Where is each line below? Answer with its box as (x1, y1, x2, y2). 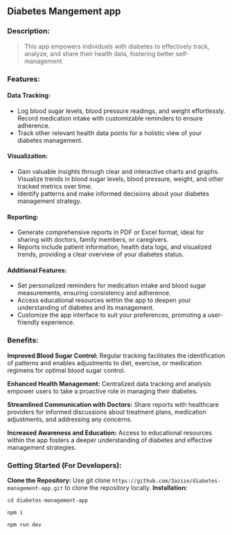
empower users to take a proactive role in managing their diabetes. (7, 387, 199, 395)
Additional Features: (7, 266, 67, 274)
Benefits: (7, 335, 39, 345)
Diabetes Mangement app (7, 6, 121, 17)
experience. (41, 318, 75, 326)
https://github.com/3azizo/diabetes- (111, 477, 221, 484)
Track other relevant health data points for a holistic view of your (17, 128, 202, 137)
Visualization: (7, 152, 48, 160)
